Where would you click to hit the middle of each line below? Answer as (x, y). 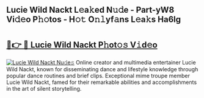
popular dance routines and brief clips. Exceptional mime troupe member (98, 76)
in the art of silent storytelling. (44, 89)
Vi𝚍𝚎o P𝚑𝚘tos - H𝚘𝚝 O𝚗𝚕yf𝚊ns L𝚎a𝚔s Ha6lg (94, 20)
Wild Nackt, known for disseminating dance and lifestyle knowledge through (102, 69)
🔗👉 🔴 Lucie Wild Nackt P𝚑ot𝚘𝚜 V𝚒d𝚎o (82, 45)
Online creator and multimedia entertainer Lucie (136, 62)
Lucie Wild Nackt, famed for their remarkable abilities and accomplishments (102, 82)
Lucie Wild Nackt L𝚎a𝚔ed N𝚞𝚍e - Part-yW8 (90, 10)
